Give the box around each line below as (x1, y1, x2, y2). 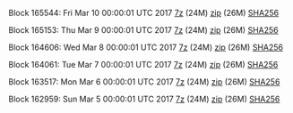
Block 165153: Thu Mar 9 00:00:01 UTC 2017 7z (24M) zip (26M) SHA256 (8, 25, 279, 35)
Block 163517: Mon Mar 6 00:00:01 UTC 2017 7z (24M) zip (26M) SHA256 (8, 77, 280, 87)
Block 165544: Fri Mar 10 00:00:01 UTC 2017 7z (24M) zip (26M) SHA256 (8, 8, 280, 18)
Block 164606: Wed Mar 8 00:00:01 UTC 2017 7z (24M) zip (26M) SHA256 (8, 42, 284, 52)
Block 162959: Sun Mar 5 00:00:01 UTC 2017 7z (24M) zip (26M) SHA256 (8, 93, 280, 104)
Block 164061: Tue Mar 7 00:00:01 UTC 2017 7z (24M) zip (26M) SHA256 (8, 60, 279, 69)
